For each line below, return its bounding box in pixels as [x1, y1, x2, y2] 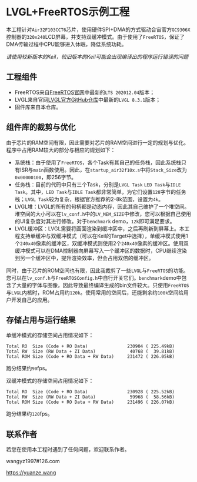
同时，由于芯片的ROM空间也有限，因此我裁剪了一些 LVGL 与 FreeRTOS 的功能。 [6, 267, 189, 274]
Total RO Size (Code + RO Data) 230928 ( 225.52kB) [6, 389, 175, 395]
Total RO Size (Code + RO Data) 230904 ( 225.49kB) [6, 343, 175, 350]
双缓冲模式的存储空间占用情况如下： [6, 377, 94, 384]
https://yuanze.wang [6, 469, 56, 476]
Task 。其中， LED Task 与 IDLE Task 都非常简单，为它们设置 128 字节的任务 [14, 188, 186, 195]
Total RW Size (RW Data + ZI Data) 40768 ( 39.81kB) [6, 349, 175, 354]
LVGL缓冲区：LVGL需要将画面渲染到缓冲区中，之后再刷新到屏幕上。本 [14, 225, 185, 232]
